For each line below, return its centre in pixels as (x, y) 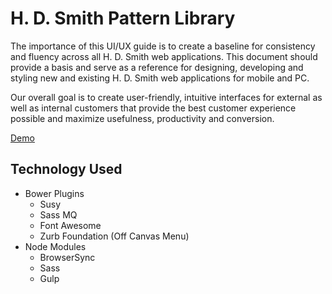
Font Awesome (70, 225)
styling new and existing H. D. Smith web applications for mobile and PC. (160, 78)
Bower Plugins (54, 193)
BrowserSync (67, 257)
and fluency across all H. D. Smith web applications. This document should (164, 56)
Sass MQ (58, 214)
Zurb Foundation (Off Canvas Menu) (114, 236)
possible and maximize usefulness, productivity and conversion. (142, 118)
